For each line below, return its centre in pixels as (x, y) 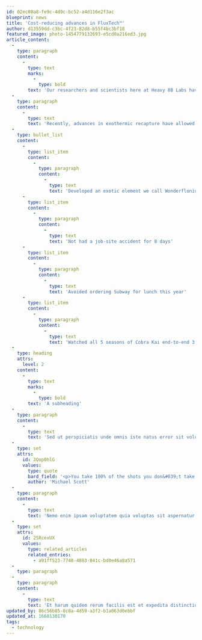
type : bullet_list (40, 135)
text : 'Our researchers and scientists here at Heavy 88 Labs (107, 90)
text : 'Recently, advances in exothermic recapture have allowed (112, 124)
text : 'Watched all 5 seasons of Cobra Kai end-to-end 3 (122, 342)
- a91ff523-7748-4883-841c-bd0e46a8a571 (84, 561)
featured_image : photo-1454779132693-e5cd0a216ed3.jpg (76, 34)
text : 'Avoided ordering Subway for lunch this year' (118, 292)
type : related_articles (57, 549)
